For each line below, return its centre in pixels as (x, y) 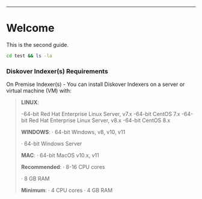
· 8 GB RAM (35, 179)
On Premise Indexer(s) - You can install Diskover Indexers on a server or (96, 84)
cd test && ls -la (29, 56)
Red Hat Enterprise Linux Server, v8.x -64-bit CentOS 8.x (100, 120)
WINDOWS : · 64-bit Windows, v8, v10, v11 (73, 132)
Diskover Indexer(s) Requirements (57, 71)
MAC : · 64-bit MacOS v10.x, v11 (60, 155)
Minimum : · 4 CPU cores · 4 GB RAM (67, 191)
